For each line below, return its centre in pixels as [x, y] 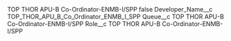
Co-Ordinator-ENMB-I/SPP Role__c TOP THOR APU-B [84, 24]
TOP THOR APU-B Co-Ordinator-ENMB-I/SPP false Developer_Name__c [110, 9]
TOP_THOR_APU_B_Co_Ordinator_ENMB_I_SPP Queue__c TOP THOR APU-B [115, 16]
